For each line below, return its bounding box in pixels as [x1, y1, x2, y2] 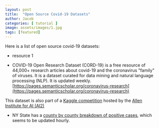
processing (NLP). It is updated [12, 78, 75, 84]
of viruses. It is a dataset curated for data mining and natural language [12, 73, 154, 78]
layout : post [5, 7, 32, 12]
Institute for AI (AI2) [5, 103, 45, 108]
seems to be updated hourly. [12, 118, 70, 123]
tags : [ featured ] [5, 30, 40, 35]
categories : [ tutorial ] [5, 21, 58, 26]
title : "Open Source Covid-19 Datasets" [5, 12, 91, 17]
